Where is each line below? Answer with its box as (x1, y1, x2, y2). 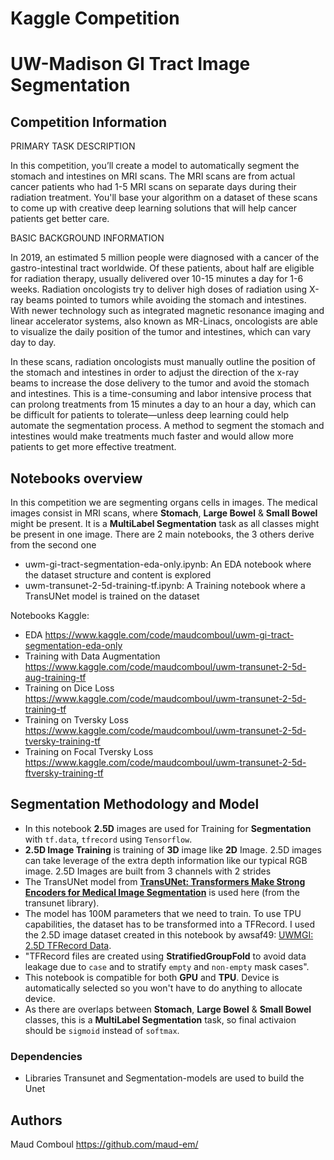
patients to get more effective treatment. (10, 441, 177, 453)
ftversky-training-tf (24, 767, 104, 779)
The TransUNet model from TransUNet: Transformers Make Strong (24, 875, 306, 887)
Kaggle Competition (10, 7, 180, 30)
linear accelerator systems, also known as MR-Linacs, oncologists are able (10, 315, 318, 327)
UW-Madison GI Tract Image (10, 53, 251, 76)
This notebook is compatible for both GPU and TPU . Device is (24, 971, 280, 983)
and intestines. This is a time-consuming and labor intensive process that (10, 388, 312, 400)
